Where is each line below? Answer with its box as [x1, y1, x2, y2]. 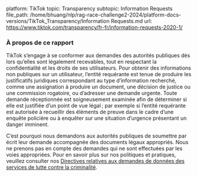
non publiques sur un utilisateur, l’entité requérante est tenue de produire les [6, 71, 192, 78]
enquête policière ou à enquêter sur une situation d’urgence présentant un [6, 115, 187, 122]
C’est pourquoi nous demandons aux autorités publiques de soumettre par [6, 132, 187, 139]
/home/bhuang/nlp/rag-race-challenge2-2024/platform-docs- [29, 11, 182, 18]
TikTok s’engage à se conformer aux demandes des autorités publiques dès [6, 52, 191, 59]
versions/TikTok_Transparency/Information [6, 18, 110, 24]
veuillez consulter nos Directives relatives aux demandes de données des [6, 158, 185, 165]
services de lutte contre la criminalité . [6, 164, 97, 171]
